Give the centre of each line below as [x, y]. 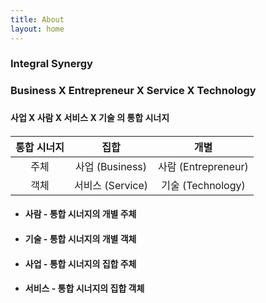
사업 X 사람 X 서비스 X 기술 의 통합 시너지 [90, 118]
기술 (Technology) [203, 185]
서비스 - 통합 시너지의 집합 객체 [84, 288]
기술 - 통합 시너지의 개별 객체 [80, 239]
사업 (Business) [111, 166]
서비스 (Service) [111, 185]
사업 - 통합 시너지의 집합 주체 [80, 263]
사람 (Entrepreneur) [203, 166]
